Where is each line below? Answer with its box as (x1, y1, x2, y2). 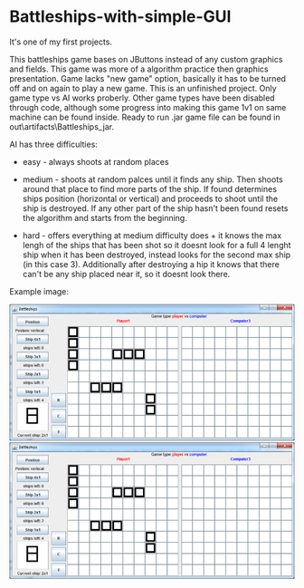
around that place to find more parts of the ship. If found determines (22, 183, 278, 194)
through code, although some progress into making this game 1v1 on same (9, 101, 287, 112)
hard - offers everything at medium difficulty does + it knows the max (22, 229, 282, 241)
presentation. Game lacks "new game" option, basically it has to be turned (9, 72, 287, 83)
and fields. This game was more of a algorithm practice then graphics (9, 63, 269, 74)
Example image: (9, 285, 70, 296)
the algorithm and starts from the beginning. (22, 212, 187, 223)
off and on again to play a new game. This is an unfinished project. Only (9, 82, 278, 93)
